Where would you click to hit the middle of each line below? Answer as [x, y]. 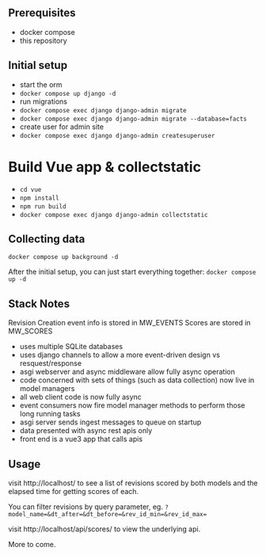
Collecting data [47, 239]
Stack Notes [39, 304]
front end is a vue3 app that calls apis [81, 439]
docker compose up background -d [63, 257]
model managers [47, 389]
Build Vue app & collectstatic [105, 167]
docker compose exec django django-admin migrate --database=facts [133, 119]
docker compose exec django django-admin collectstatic [114, 215]
